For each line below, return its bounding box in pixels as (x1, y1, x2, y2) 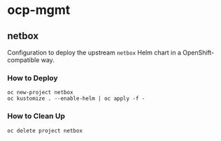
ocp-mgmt (7, 2, 71, 18)
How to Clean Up (7, 111, 65, 121)
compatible (7, 56, 40, 64)
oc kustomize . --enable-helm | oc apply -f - (7, 95, 145, 103)
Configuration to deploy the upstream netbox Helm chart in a (7, 48, 182, 57)
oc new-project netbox (7, 89, 73, 96)
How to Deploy (7, 73, 58, 82)
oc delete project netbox (7, 127, 83, 134)
